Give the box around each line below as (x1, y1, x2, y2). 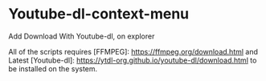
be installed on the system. (8, 63, 98, 73)
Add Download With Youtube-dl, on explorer (8, 31, 155, 41)
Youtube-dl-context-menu (8, 5, 190, 23)
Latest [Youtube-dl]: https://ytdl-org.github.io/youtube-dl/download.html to (8, 55, 257, 65)
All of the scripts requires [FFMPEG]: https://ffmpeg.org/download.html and (8, 47, 259, 56)
